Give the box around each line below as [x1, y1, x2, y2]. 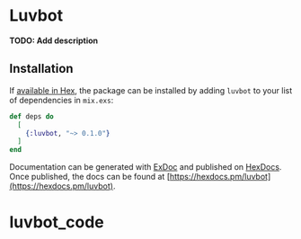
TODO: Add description [9, 35, 99, 46]
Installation [9, 61, 74, 76]
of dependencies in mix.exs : [9, 94, 114, 105]
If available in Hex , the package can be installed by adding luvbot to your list [9, 84, 293, 95]
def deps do [9, 111, 54, 121]
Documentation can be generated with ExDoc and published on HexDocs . [9, 162, 282, 173]
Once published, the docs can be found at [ [9, 172, 171, 182]
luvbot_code [9, 212, 105, 233]
